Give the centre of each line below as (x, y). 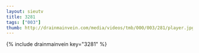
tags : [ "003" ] (24, 22)
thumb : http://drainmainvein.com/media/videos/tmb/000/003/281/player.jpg (100, 28)
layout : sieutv (25, 11)
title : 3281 (21, 17)
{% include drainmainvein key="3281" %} (57, 44)
